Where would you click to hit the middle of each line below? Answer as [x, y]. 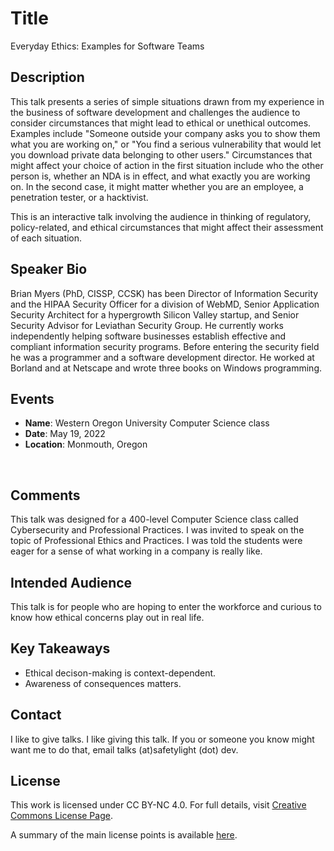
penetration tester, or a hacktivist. [79, 197]
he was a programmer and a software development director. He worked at [162, 357]
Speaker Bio [49, 269]
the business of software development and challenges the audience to [155, 112]
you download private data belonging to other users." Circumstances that [161, 154]
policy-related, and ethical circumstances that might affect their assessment [167, 227]
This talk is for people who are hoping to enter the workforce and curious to [166, 606]
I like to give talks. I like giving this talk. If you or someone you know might [162, 739]
